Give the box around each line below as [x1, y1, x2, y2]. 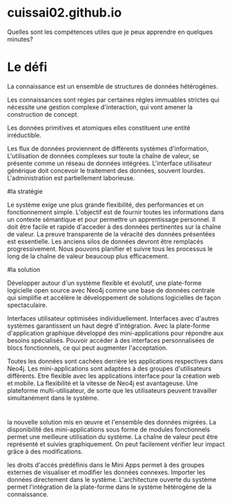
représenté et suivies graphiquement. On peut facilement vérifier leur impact [7, 440, 225, 449]
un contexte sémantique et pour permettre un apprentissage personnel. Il [7, 215, 216, 223]
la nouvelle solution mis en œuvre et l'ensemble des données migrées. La [7, 418, 216, 427]
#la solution [7, 265, 41, 274]
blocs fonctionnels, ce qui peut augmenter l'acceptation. [7, 344, 168, 352]
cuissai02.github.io [7, 5, 122, 21]
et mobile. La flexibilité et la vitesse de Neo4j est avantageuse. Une [7, 379, 198, 387]
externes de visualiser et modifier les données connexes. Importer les [7, 468, 206, 476]
